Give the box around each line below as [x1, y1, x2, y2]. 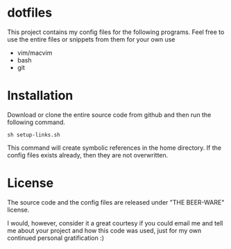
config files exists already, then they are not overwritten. [7, 151, 169, 159]
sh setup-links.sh [7, 131, 60, 138]
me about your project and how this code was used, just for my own [7, 226, 202, 234]
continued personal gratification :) [7, 234, 105, 242]
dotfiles [7, 5, 53, 21]
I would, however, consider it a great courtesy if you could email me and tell [7, 218, 223, 227]
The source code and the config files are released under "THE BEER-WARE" [7, 198, 225, 206]
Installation [7, 88, 74, 103]
